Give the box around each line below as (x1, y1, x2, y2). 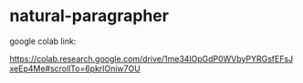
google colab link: (9, 36, 77, 47)
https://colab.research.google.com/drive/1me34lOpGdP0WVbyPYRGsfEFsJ (9, 53, 294, 64)
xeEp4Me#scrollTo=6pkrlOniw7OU (9, 63, 141, 74)
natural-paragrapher (9, 5, 169, 26)
